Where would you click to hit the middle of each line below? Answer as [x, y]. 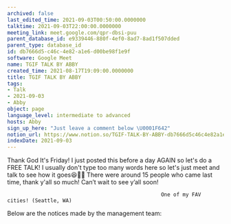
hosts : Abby [24, 122]
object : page [26, 109]
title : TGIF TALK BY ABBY [44, 77]
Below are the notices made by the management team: [85, 214]
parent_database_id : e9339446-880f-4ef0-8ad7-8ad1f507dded [93, 39]
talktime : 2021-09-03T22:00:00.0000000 [64, 26]
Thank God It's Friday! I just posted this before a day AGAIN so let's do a [109, 160]
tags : [15, 84]
